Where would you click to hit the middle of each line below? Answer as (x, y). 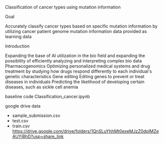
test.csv (20, 121)
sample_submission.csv (36, 115)
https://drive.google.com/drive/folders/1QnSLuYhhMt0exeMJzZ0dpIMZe (85, 131)
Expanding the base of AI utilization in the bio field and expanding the (75, 56)
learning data (18, 37)
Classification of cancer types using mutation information (63, 7)
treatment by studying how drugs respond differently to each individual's (79, 71)
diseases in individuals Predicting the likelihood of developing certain (75, 82)
